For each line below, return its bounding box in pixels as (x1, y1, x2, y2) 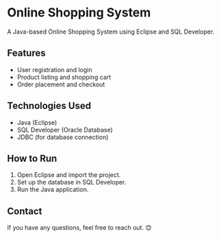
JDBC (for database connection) (16, 132, 109, 141)
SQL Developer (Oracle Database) (16, 126, 113, 134)
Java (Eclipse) (16, 118, 57, 126)
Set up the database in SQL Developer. (16, 178, 127, 187)
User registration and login (16, 65, 92, 73)
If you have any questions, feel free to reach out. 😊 (7, 224, 152, 232)
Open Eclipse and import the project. (16, 171, 121, 179)
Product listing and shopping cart (16, 73, 112, 81)
